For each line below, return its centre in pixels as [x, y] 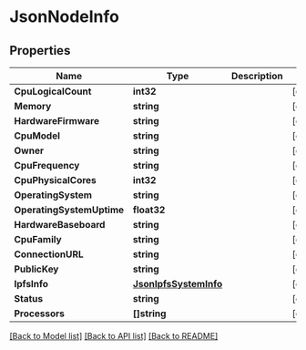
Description [257, 76]
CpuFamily [38, 239]
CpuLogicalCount [53, 91]
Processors [40, 314]
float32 [149, 210]
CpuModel [37, 136]
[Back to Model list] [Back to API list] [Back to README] [114, 336]
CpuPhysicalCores [56, 180]
